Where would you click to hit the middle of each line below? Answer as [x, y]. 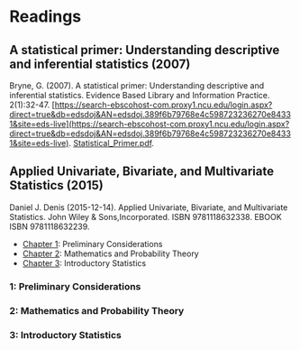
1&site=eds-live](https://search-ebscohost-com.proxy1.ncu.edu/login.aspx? [150, 124]
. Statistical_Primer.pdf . [112, 143]
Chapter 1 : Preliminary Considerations [92, 244]
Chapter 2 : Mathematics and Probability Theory [111, 253]
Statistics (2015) [56, 185]
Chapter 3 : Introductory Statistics [84, 262]
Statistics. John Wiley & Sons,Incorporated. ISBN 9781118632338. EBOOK [145, 216]
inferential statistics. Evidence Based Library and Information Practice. [140, 95]
